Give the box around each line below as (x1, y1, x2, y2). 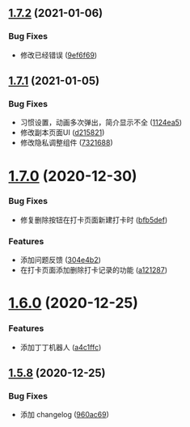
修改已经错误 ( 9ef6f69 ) (19, 50, 98, 60)
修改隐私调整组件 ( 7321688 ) (19, 137, 113, 148)
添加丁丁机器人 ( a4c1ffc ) (19, 342, 102, 352)
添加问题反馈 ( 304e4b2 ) (19, 255, 101, 265)
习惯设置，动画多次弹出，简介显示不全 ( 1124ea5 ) (19, 117, 183, 128)
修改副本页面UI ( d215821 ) (19, 128, 105, 137)
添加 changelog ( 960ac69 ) (19, 410, 109, 420)
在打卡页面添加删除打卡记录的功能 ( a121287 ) (19, 265, 168, 275)
